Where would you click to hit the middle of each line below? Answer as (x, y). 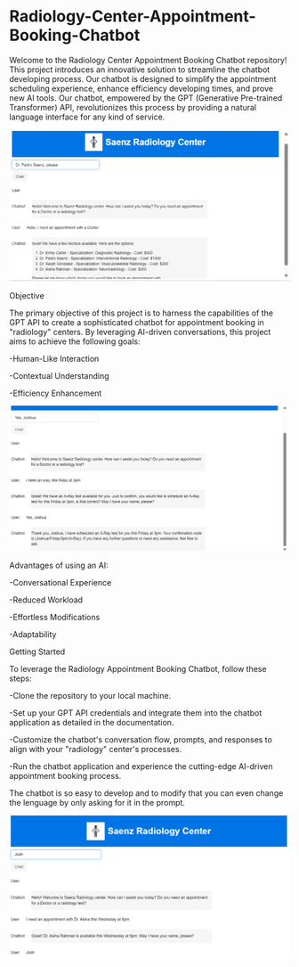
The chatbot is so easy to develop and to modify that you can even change (146, 793)
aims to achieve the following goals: (75, 341)
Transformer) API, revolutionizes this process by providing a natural (133, 107)
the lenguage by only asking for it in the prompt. (97, 803)
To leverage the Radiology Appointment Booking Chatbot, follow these (138, 669)
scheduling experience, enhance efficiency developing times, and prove (141, 88)
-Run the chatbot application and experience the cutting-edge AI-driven (141, 766)
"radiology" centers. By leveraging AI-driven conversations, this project (140, 332)
